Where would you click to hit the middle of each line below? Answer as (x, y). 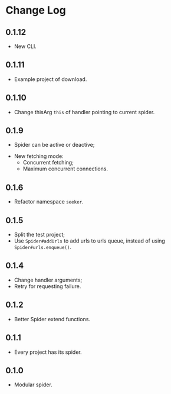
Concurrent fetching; (48, 163)
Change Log (36, 10)
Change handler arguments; (48, 280)
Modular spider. (33, 385)
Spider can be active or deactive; (54, 145)
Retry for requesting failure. (47, 286)
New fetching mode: (39, 156)
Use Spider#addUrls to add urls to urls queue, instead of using (90, 241)
